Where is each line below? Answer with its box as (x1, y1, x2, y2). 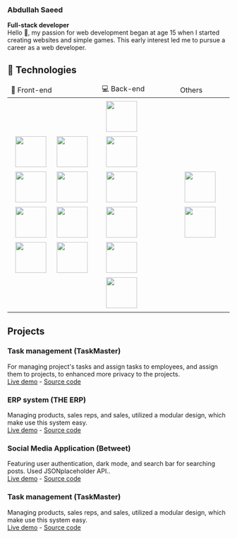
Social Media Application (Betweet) (7, 444, 131, 453)
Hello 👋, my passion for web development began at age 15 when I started (7, 28, 220, 37)
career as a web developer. (7, 44, 87, 52)
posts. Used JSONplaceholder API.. (7, 467, 111, 475)
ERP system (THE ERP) (7, 395, 87, 405)
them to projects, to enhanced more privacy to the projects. (7, 369, 181, 378)
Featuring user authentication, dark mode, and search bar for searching (7, 460, 215, 468)
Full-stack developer (7, 21, 70, 30)
